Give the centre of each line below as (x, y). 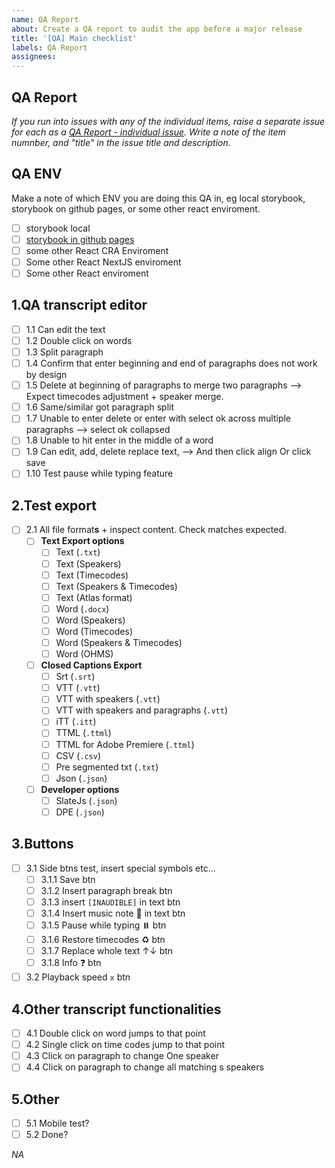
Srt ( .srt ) (75, 677)
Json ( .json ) (81, 778)
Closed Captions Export (91, 665)
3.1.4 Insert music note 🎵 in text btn (113, 913)
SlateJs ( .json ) (86, 800)
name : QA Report (45, 19)
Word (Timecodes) (94, 631)
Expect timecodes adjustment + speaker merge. (124, 397)
